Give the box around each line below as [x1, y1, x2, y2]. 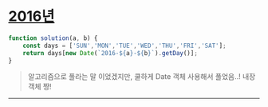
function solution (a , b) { [8, 34, 98, 42]
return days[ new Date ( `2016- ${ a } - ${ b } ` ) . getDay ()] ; [22, 49, 198, 57]
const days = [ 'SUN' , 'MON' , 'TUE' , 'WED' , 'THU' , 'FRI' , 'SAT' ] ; [22, 42, 227, 50]
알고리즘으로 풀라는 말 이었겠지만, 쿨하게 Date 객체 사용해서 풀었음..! [27, 72, 241, 81]
